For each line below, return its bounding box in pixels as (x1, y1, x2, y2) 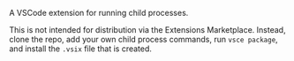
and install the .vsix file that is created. (9, 43, 153, 54)
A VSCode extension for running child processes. (9, 8, 189, 18)
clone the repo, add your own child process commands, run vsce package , (9, 34, 278, 44)
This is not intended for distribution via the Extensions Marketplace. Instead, (9, 25, 286, 34)
